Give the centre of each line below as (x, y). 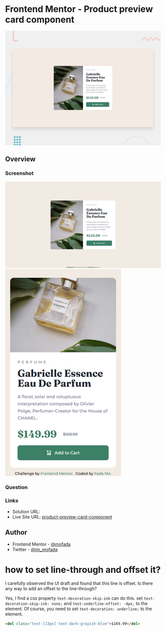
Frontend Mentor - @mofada (41, 544)
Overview (21, 159)
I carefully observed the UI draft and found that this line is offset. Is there (79, 583)
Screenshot (19, 173)
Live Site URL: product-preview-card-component (62, 517)
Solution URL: (26, 511)
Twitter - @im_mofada (35, 550)
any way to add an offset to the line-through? (51, 589)
